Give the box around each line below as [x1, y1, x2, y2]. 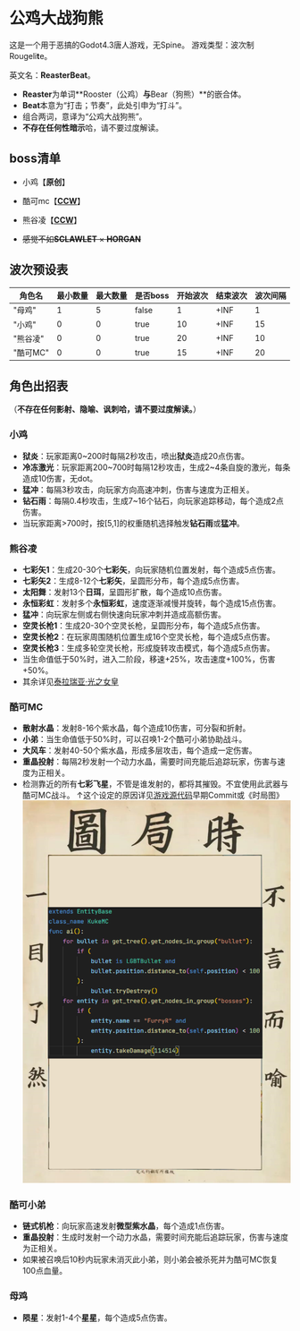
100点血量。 [21, 1266, 68, 1276]
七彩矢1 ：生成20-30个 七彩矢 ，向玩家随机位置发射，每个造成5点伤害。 [21, 564, 281, 575]
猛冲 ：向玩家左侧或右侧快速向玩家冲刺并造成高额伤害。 [21, 609, 226, 619]
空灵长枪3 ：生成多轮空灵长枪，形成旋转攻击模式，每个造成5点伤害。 [21, 642, 275, 653]
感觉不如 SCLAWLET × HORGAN [21, 234, 141, 244]
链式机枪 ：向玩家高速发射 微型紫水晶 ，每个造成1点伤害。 [21, 1221, 229, 1232]
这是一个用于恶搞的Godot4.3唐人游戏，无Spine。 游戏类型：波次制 [9, 39, 254, 50]
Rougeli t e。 [9, 50, 53, 61]
